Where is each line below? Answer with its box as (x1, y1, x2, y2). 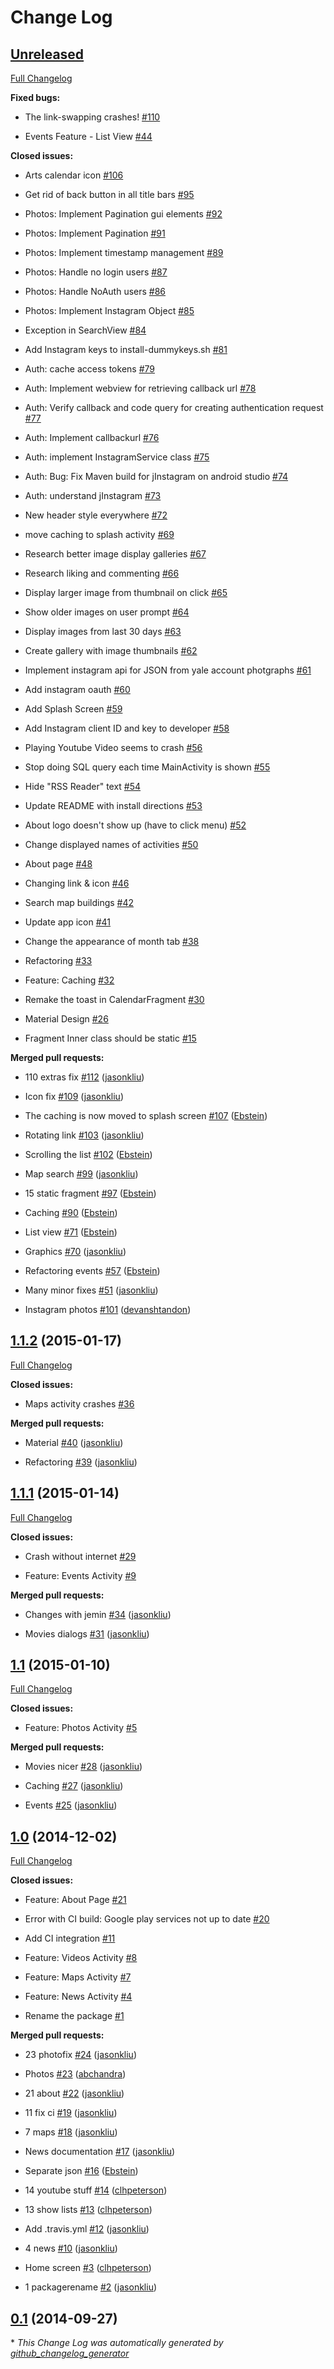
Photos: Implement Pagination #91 (24, 227, 166, 239)
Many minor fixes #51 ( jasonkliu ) (24, 1284, 159, 1296)
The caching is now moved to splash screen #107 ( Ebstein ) (24, 1110, 268, 1121)
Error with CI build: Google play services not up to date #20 (24, 1913, 270, 1925)
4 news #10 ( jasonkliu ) (24, 2242, 118, 2255)
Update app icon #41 (24, 916, 112, 928)
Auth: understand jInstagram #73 (24, 490, 162, 501)
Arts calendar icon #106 (24, 169, 124, 181)
